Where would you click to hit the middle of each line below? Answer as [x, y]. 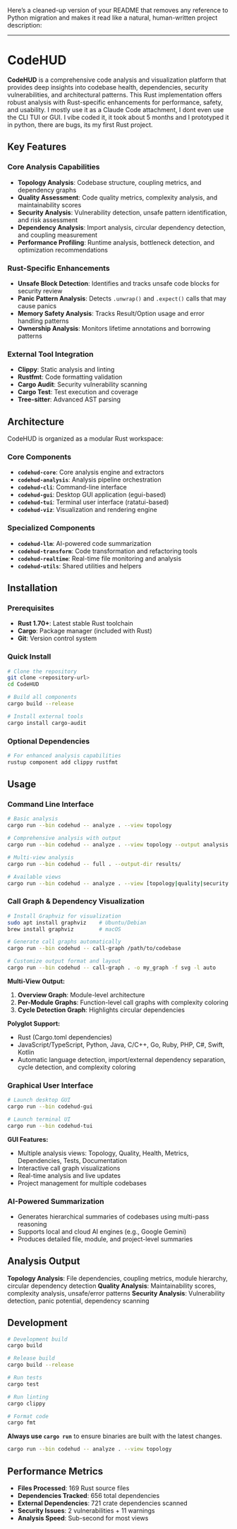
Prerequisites [31, 608]
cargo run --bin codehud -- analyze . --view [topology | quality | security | [120, 883]
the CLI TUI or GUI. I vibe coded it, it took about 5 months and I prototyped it [118, 117]
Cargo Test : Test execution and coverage [78, 392]
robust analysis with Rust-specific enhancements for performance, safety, [115, 102]
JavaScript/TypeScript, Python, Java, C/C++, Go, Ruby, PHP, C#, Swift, [121, 1044]
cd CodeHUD [23, 684]
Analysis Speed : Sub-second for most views [83, 1518]
